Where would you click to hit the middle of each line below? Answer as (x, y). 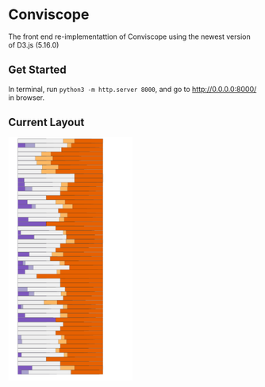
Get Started (37, 70)
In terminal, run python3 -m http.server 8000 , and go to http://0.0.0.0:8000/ (132, 89)
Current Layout (46, 123)
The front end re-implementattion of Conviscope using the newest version (130, 36)
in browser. (27, 98)
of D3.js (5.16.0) (34, 44)
